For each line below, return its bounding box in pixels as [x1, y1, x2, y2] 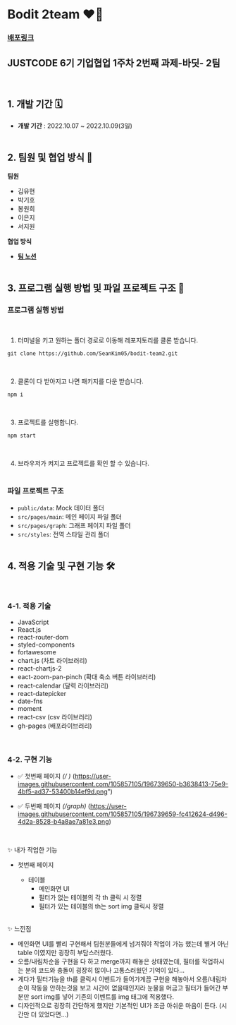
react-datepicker [17, 689, 67, 697]
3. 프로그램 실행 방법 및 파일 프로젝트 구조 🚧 [7, 282, 185, 294]
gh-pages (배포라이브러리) [17, 721, 93, 730]
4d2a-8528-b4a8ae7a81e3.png [17, 817, 109, 825]
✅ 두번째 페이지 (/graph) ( [17, 801, 91, 810]
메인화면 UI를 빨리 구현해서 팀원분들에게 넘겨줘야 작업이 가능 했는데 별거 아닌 [17, 939, 229, 948]
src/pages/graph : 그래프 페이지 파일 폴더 [17, 521, 131, 529]
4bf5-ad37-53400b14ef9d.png [17, 787, 108, 796]
